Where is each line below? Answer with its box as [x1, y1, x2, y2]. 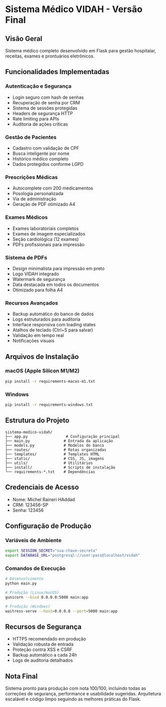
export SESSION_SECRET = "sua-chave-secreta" [5, 548, 98, 553]
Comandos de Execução [5, 565, 66, 572]
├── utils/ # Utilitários [5, 460, 93, 465]
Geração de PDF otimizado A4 [12, 201, 76, 207]
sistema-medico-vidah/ [5, 430, 53, 435]
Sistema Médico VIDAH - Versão [5, 4, 143, 15]
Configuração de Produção [5, 521, 92, 530]
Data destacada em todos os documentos [12, 281, 99, 287]
